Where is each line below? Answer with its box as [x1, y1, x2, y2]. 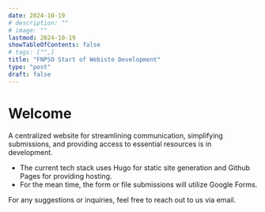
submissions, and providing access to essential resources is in [8, 139, 212, 149]
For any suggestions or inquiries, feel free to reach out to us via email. [8, 195, 237, 204]
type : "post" [8, 63, 51, 71]
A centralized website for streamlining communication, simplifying [8, 131, 224, 140]
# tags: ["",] [8, 48, 55, 56]
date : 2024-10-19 [8, 11, 66, 20]
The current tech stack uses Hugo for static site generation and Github [19, 163, 251, 172]
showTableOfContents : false [8, 41, 101, 49]
